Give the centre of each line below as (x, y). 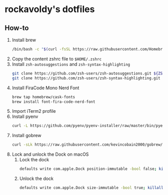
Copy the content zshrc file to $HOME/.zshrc (57, 58)
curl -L (20, 126)
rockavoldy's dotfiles (50, 9)
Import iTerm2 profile (34, 111)
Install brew (24, 40)
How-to (17, 28)
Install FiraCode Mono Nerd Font (46, 88)
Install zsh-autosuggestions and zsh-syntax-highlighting (71, 64)
